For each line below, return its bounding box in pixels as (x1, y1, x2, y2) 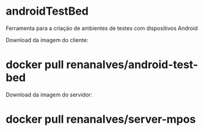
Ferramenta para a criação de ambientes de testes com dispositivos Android (5, 24, 198, 32)
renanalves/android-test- (66, 58, 199, 71)
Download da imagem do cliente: (5, 36, 89, 43)
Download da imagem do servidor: (5, 90, 93, 98)
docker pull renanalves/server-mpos (5, 112, 196, 127)
